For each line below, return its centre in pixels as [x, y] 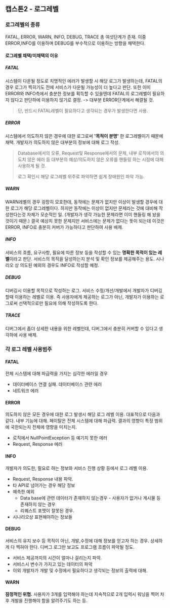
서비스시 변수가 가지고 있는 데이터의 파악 [52, 564]
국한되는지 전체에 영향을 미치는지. [44, 427]
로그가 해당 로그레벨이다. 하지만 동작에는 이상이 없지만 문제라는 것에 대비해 [84, 208]
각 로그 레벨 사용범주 [29, 350]
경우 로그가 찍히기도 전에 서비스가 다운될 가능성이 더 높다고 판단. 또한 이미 [78, 87]
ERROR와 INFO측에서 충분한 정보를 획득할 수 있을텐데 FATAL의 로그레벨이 [78, 94]
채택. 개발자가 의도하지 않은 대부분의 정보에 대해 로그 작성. [62, 142]
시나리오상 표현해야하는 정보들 [42, 517]
